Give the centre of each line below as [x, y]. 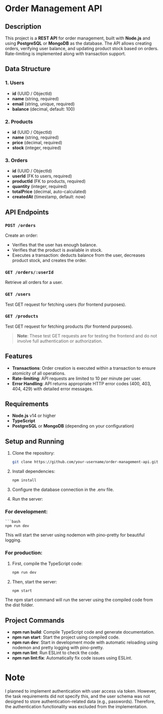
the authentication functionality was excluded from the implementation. [76, 707]
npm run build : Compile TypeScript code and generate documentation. [83, 632]
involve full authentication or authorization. [60, 341]
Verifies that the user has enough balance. [54, 244]
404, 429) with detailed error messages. [53, 389]
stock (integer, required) [37, 148]
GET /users [18, 294]
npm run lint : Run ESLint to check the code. [56, 653]
